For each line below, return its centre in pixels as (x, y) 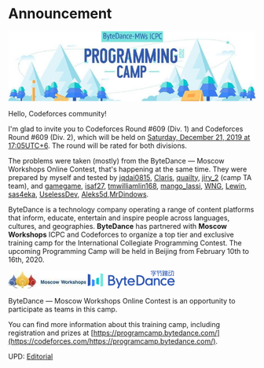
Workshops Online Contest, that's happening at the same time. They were (128, 169)
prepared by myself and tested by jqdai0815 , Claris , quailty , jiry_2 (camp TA (130, 177)
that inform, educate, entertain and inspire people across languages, (119, 218)
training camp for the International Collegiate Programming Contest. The (125, 243)
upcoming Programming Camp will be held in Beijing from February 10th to (129, 251)
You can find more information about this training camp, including (114, 324)
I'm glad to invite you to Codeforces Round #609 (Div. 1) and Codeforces (126, 129)
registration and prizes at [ (51, 333)
